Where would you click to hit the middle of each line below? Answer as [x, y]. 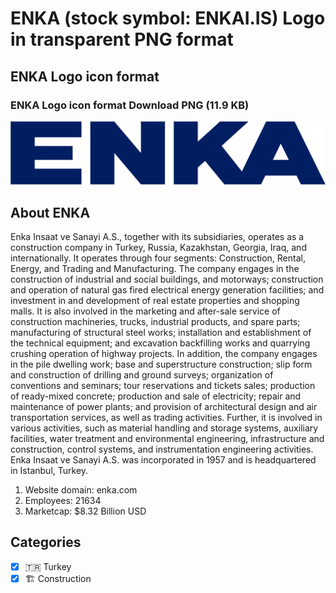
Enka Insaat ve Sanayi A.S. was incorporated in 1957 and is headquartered [163, 460]
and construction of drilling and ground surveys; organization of [142, 375]
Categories [46, 542]
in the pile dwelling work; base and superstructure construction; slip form [161, 364]
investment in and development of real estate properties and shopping [155, 301]
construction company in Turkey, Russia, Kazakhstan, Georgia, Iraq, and [158, 248]
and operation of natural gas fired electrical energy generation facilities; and [167, 290]
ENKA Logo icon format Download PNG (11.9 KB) [130, 105]
